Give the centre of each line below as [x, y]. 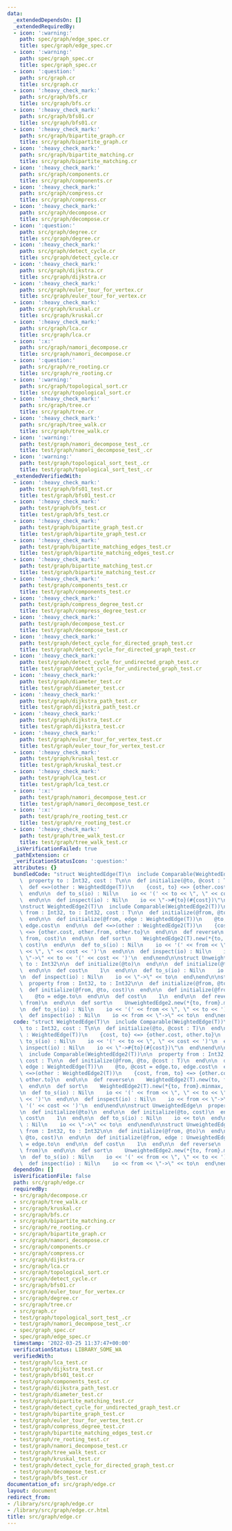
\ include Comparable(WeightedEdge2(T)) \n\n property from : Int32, [123, 1054]
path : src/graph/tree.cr [55, 406]
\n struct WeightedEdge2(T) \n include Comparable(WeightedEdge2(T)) [120, 906]
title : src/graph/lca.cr [55, 335]
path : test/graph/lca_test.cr [63, 778]
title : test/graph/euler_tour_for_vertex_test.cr [93, 746]
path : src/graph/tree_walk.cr [63, 425]
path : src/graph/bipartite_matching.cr [77, 155]
